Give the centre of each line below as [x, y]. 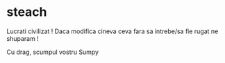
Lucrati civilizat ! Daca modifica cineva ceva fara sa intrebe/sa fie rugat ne [112, 31]
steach [27, 12]
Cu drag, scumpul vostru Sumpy [52, 52]
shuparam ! [23, 38]
